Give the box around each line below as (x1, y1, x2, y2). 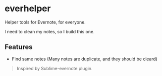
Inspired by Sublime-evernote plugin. (16, 65, 93, 71)
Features (4, 43, 33, 51)
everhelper (4, 3, 51, 14)
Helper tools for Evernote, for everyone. (4, 19, 86, 25)
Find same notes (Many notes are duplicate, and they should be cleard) (11, 56, 158, 62)
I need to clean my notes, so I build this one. (4, 28, 95, 34)
